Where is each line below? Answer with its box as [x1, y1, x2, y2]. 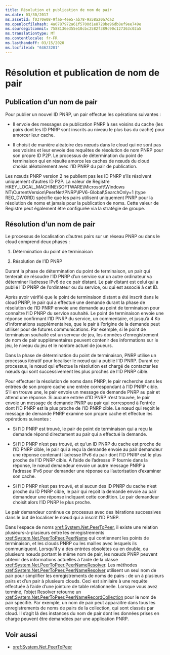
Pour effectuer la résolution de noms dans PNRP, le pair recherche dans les [5, 378, 162, 384]
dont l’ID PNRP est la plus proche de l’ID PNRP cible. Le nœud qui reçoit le [5, 405, 160, 411]
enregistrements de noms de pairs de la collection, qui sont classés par [5, 605, 154, 611]
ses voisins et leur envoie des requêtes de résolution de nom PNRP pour [12, 147, 163, 153]
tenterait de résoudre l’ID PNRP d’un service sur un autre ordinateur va [5, 274, 152, 280]
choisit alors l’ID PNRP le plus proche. [12, 499, 92, 506]
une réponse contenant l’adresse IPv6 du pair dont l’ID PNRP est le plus [12, 452, 162, 458]
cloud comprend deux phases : [5, 239, 70, 245]
